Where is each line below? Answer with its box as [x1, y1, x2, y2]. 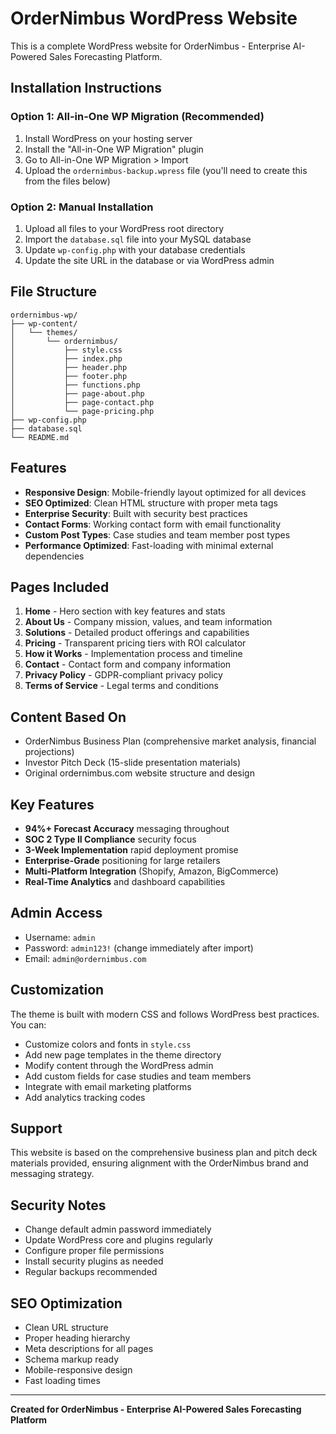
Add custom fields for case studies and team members [24, 1070, 252, 1082]
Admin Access [10, 905, 103, 922]
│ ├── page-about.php [10, 388, 145, 399]
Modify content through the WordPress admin [24, 1059, 214, 1071]
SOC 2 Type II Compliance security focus [24, 833, 197, 845]
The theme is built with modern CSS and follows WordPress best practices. [10, 1008, 320, 1020]
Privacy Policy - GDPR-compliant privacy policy [24, 669, 223, 681]
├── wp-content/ [10, 318, 78, 329]
